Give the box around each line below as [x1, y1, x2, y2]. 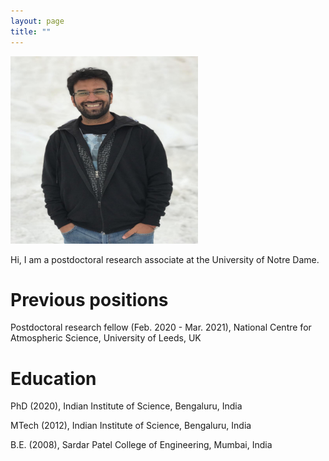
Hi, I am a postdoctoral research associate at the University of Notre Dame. [10, 253, 320, 265]
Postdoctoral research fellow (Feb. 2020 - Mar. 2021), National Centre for [10, 321, 312, 334]
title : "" [10, 26, 52, 37]
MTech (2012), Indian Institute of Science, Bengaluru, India [10, 420, 252, 432]
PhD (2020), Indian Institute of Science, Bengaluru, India [10, 400, 243, 412]
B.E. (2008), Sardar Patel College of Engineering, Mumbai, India [10, 439, 273, 451]
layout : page [10, 16, 65, 26]
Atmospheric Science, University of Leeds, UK [10, 332, 202, 344]
